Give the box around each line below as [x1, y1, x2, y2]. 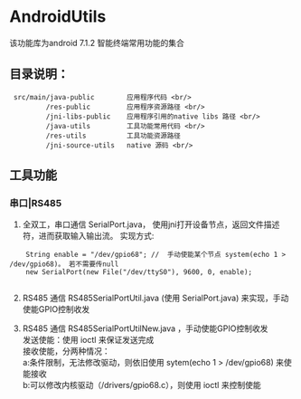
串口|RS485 [9, 197, 62, 210]
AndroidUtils [9, 6, 107, 27]
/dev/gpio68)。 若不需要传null [9, 260, 119, 269]
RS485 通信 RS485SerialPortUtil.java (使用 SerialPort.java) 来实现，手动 [22, 292, 289, 304]
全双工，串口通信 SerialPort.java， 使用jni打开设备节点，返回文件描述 [22, 219, 280, 230]
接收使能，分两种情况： [22, 346, 110, 356]
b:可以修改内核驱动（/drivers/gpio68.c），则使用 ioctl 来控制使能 [22, 380, 261, 391]
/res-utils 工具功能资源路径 [45, 131, 181, 140]
